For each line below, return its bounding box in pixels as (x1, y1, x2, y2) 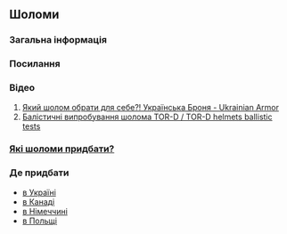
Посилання (9, 58, 61, 70)
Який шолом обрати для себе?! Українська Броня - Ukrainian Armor (21, 101, 279, 112)
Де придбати (9, 166, 70, 179)
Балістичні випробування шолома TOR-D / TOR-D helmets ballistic (21, 111, 273, 122)
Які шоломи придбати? (9, 142, 115, 155)
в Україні (21, 187, 56, 198)
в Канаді (21, 196, 55, 207)
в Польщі (21, 215, 58, 226)
